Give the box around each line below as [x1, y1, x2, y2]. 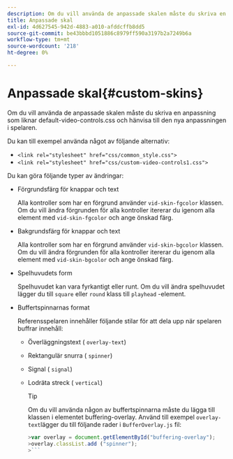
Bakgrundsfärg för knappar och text [17, 226, 121, 235]
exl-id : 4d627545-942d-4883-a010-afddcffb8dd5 [7, 23, 145, 30]
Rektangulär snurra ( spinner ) [27, 351, 113, 360]
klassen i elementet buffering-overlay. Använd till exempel [27, 413, 195, 421]
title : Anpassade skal [7, 17, 73, 24]
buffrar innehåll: [17, 324, 63, 333]
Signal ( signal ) [27, 365, 73, 373]
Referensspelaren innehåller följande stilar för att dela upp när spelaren [17, 316, 222, 325]
